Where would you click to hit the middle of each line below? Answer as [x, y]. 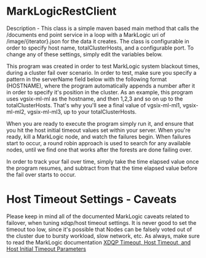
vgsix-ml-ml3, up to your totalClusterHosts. [82, 112]
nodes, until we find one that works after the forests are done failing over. [99, 150]
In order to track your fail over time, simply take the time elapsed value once [103, 161]
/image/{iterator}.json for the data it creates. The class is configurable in [98, 41]
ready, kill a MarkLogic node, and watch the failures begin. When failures [99, 137]
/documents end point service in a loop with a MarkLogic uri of [86, 34]
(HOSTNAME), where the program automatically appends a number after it [101, 85]
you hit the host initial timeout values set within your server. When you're [98, 130]
